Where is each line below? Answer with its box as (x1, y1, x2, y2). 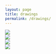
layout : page (5, 7, 32, 12)
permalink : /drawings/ (5, 16, 51, 21)
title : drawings (5, 12, 38, 17)
